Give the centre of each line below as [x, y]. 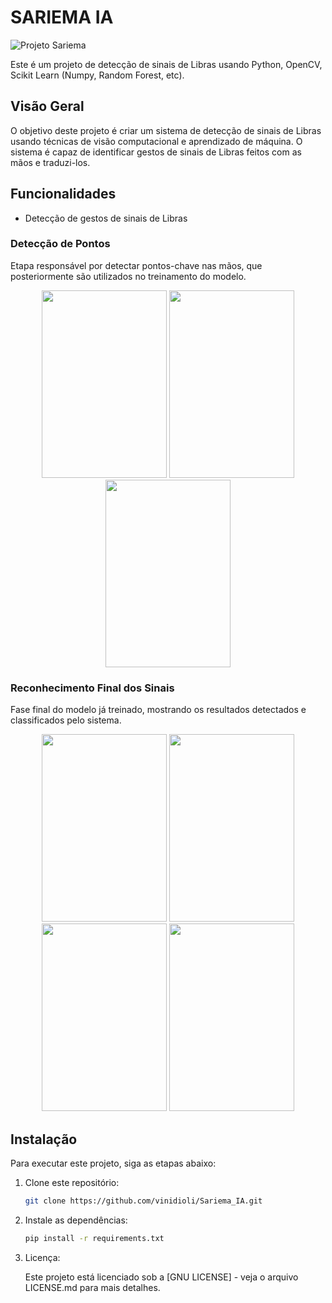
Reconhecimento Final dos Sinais [92, 688]
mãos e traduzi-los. [50, 162]
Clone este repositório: [72, 1182]
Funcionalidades [63, 194]
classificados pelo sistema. [66, 720]
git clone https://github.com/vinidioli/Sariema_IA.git [143, 1201]
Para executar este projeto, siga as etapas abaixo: [113, 1163]
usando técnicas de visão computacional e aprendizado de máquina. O [156, 141]
